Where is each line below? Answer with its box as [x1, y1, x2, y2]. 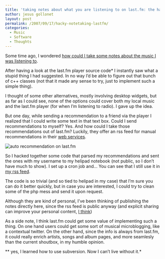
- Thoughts [9, 39, 32, 44]
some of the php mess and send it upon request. [5, 188, 104, 194]
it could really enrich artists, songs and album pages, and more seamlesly [5, 233, 154, 239]
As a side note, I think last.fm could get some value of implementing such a [5, 218, 157, 224]
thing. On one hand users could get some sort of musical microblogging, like [5, 223, 160, 229]
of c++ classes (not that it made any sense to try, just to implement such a [5, 78, 155, 84]
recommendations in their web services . [5, 133, 86, 139]
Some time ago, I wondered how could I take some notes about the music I [5, 53, 156, 59]
